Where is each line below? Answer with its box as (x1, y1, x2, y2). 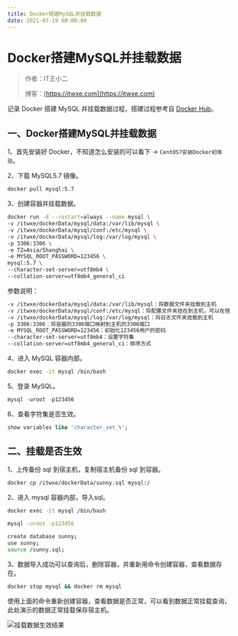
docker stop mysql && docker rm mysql (7, 583, 122, 590)
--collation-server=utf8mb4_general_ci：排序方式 (7, 340, 152, 347)
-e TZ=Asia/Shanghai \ (7, 246, 74, 254)
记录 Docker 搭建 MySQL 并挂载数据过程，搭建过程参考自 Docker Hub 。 (7, 104, 217, 113)
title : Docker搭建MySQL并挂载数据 (7, 10, 102, 18)
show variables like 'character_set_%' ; (7, 423, 129, 431)
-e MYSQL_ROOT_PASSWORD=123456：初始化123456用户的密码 (7, 327, 166, 334)
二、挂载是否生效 (7, 445, 82, 457)
